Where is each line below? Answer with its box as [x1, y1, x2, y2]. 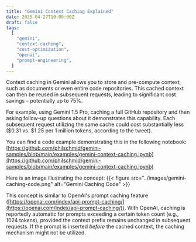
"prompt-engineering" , [16, 57, 72, 63]
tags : [6, 24, 19, 31]
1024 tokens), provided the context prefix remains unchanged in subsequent [6, 217, 191, 224]
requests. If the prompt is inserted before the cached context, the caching [6, 223, 184, 230]
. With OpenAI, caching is [124, 205, 185, 212]
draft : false [6, 19, 38, 25]
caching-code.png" [6, 181, 54, 188]
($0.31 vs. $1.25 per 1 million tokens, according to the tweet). [6, 127, 153, 134]
